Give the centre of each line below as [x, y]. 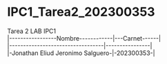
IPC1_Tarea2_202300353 [81, 12]
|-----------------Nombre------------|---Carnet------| [84, 38]
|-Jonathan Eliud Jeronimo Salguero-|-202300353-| [81, 53]
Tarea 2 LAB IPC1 [32, 31]
